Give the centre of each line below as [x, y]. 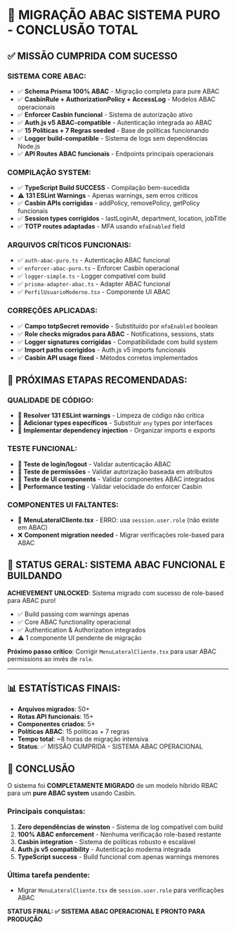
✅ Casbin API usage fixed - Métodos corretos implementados [107, 357]
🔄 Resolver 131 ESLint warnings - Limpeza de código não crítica [111, 416]
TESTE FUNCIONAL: [42, 449]
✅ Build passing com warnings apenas [73, 614]
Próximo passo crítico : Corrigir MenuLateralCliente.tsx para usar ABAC [112, 651]
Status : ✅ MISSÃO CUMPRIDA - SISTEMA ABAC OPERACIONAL [110, 746]
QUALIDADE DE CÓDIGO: [51, 400]
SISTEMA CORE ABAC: [47, 76]
